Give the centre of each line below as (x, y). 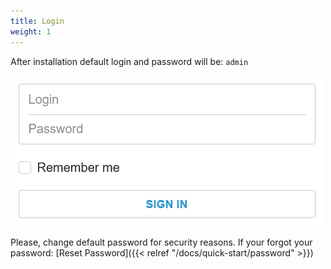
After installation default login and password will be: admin (129, 61)
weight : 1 (31, 31)
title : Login (37, 21)
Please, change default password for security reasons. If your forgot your (161, 242)
